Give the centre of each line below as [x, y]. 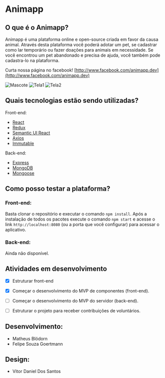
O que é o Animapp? [37, 28]
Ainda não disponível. [27, 253]
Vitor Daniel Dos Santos [36, 372]
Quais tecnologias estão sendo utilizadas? [72, 101]
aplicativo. [16, 229]
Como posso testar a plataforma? [58, 189]
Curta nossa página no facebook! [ [41, 70]
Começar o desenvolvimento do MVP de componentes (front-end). [81, 291]
